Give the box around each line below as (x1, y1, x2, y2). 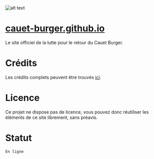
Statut (5, 132, 32, 144)
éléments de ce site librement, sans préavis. (5, 114, 98, 120)
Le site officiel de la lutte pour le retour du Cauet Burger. (5, 39, 123, 45)
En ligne (5, 149, 24, 154)
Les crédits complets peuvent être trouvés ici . (5, 74, 101, 80)
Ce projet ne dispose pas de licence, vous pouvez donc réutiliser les (5, 109, 149, 115)
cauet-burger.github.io (5, 23, 105, 34)
